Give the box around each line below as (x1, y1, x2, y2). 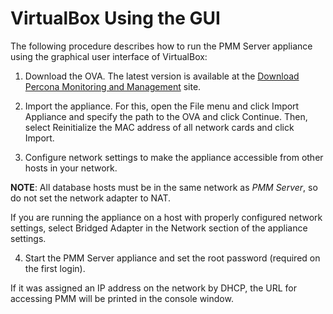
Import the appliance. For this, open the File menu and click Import (24, 100, 300, 112)
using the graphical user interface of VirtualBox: (10, 50, 208, 62)
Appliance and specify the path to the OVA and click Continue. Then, (24, 110, 308, 122)
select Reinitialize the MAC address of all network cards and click (24, 121, 295, 133)
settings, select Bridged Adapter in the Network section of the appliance (10, 222, 308, 234)
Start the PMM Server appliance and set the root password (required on (24, 252, 321, 264)
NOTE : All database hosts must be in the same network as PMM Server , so (10, 181, 318, 193)
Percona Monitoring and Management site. (24, 80, 202, 92)
